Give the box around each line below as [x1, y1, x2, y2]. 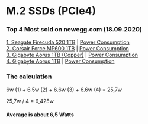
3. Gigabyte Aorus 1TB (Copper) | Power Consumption [6, 52, 138, 59]
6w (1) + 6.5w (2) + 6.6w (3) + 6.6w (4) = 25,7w [6, 86, 123, 93]
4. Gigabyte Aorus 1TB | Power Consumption [6, 58, 115, 65]
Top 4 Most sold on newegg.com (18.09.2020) [6, 26, 142, 34]
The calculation [6, 72, 52, 81]
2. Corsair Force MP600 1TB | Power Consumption [6, 45, 129, 52]
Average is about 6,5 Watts [6, 111, 74, 118]
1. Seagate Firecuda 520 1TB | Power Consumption [6, 39, 130, 46]
